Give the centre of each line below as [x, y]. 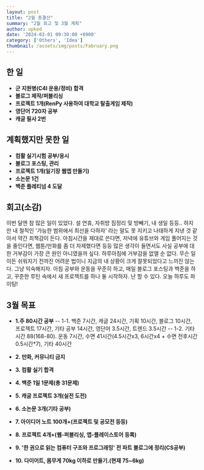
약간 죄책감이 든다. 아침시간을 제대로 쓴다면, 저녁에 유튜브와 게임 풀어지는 [104, 238]
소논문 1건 [27, 178]
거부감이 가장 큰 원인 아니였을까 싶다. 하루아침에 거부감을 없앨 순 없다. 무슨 [101, 253]
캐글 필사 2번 [30, 118]
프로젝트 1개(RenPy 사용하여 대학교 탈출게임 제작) [74, 103]
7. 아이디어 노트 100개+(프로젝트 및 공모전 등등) [71, 422]
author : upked [24, 29]
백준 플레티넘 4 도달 [39, 186]
